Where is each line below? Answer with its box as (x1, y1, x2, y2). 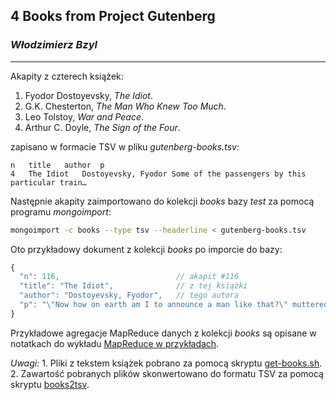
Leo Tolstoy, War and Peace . (24, 110, 145, 123)
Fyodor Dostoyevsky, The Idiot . (24, 89, 153, 101)
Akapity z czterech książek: (10, 70, 124, 82)
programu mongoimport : (10, 205, 112, 218)
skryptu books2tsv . (10, 378, 90, 390)
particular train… (10, 177, 87, 188)
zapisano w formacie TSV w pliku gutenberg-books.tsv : (10, 140, 240, 153)
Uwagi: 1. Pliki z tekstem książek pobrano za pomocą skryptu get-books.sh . (10, 357, 323, 369)
